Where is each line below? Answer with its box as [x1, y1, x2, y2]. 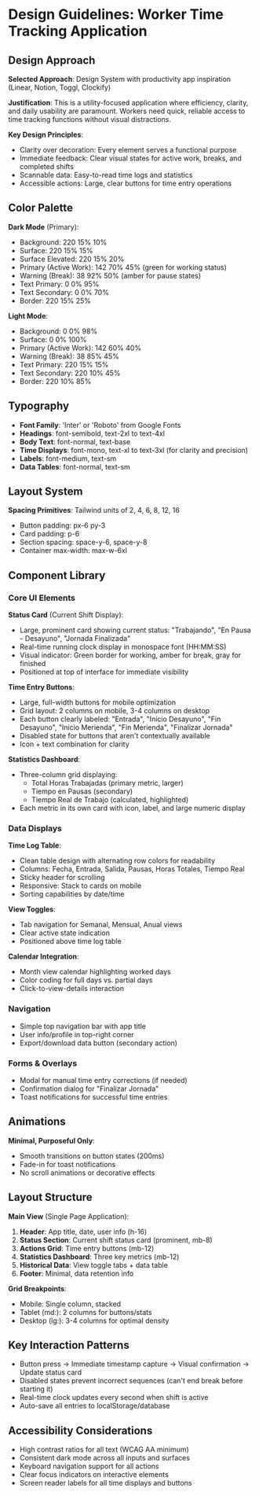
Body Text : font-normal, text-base [19, 436, 131, 446]
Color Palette [8, 201, 73, 215]
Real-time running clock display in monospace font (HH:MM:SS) [19, 643, 227, 652]
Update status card [19, 1368, 82, 1377]
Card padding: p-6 [19, 529, 80, 539]
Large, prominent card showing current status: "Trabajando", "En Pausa [19, 625, 251, 635]
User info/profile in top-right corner [19, 1029, 135, 1039]
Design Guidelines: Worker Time [8, 6, 224, 24]
